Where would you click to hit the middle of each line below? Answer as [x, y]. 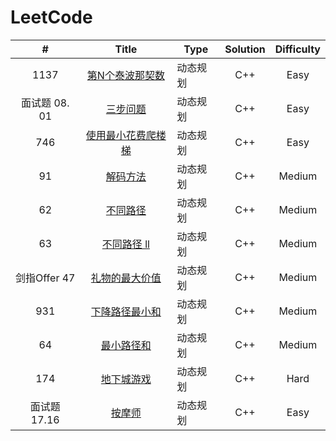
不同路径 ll [125, 244]
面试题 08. [45, 103]
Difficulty [297, 49]
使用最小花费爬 [121, 135]
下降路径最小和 [126, 311]
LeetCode [51, 17]
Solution [245, 49]
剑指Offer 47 [45, 278]
